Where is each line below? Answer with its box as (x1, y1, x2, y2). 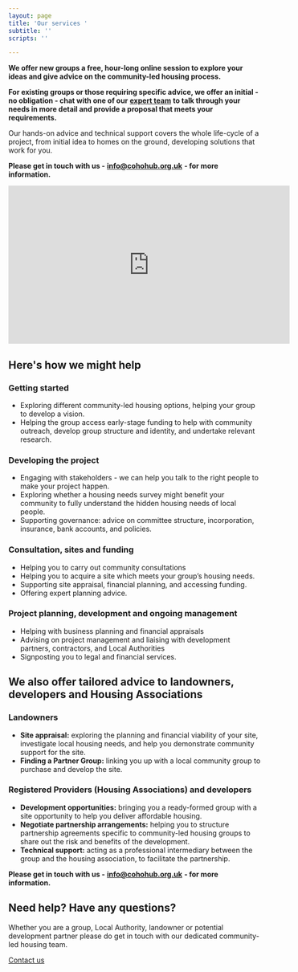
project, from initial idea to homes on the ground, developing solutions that (8, 137, 255, 147)
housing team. (20, 939, 68, 949)
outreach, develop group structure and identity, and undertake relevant (19, 426, 255, 435)
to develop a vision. (19, 409, 85, 419)
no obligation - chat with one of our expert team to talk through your (8, 96, 241, 105)
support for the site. (19, 747, 86, 757)
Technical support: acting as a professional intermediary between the (19, 845, 253, 855)
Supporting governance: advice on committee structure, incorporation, (19, 516, 255, 525)
